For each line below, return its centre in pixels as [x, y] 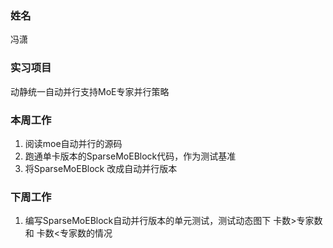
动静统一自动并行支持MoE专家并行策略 [90, 91]
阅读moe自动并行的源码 [73, 143]
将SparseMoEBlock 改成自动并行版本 [101, 168]
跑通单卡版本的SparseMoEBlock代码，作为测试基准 [130, 156]
